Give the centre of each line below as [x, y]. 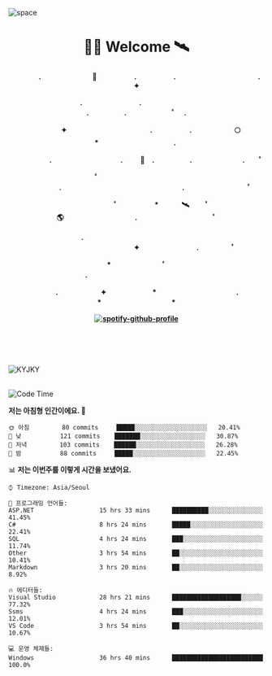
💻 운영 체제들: [31, 649]
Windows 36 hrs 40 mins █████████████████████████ [136, 658]
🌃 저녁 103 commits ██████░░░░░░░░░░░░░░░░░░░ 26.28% [123, 445]
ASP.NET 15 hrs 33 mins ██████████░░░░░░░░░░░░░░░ [136, 511]
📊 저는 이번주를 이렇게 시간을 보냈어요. [70, 470]
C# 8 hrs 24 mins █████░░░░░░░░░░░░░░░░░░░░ [136, 525]
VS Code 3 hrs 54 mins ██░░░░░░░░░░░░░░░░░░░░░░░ [136, 626]
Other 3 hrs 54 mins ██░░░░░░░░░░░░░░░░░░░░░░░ [136, 553]
